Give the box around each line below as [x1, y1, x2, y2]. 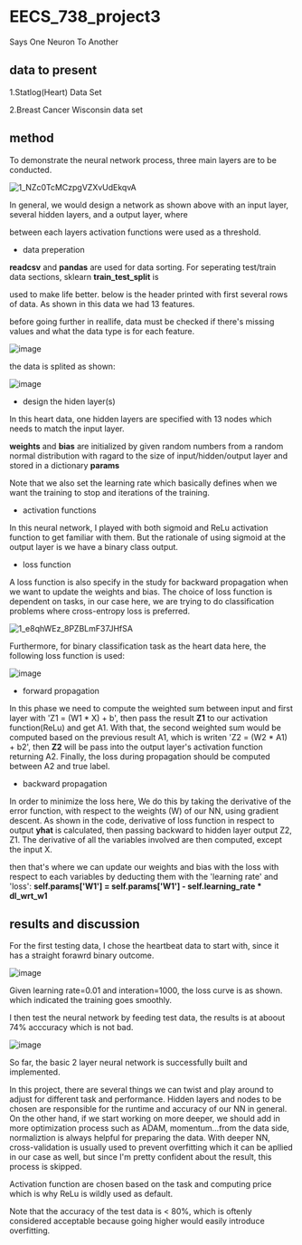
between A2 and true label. [9, 760, 110, 771]
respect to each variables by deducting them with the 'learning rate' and [9, 871, 278, 882]
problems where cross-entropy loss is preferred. [9, 605, 191, 616]
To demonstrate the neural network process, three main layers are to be [9, 154, 278, 165]
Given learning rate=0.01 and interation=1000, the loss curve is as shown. [9, 985, 283, 996]
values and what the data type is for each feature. [9, 325, 195, 336]
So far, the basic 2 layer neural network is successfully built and [9, 1057, 248, 1068]
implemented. [9, 1066, 61, 1077]
